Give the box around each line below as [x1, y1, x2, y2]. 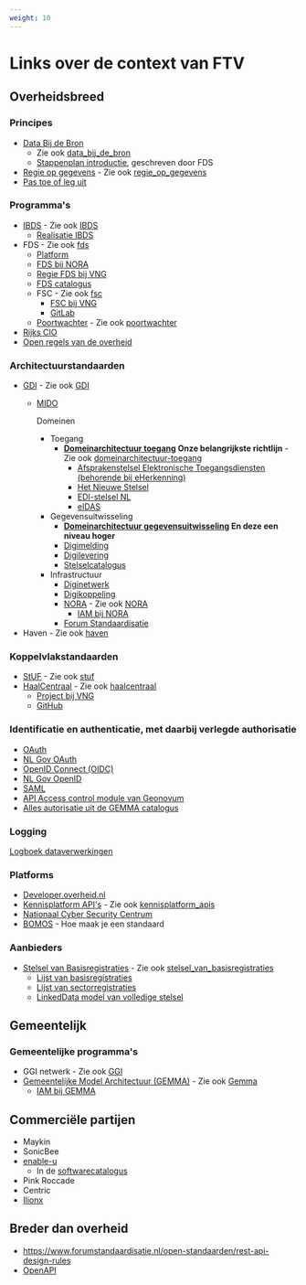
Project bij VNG [36, 691, 94, 701]
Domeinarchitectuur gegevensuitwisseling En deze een [63, 520, 279, 531]
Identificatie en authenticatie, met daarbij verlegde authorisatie [9, 723, 297, 736]
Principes [9, 116, 53, 129]
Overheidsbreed [9, 89, 105, 105]
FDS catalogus [36, 278, 92, 289]
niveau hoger [63, 530, 116, 541]
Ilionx [22, 1194, 44, 1205]
